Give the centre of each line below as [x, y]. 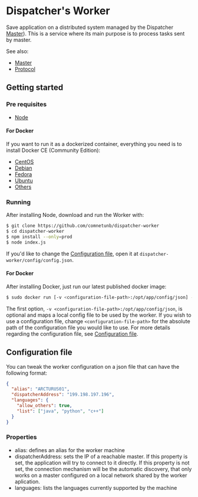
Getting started [35, 88]
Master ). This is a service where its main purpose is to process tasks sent [95, 33]
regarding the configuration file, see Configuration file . [72, 334]
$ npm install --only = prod [39, 237]
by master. [19, 40]
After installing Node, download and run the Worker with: [75, 215]
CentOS [24, 161]
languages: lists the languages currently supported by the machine [96, 488]
